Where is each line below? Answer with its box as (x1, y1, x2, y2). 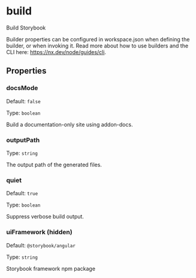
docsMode (6, 84, 38, 92)
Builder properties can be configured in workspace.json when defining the (6, 35, 190, 43)
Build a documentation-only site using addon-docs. (6, 121, 133, 128)
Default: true (6, 190, 38, 197)
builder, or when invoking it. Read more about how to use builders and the (6, 42, 189, 49)
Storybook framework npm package (6, 265, 96, 272)
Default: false (6, 97, 41, 104)
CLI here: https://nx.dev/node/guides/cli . (6, 48, 107, 55)
